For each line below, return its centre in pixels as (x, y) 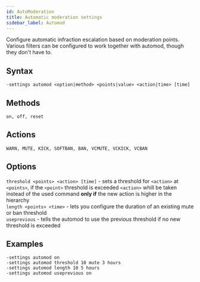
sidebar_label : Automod (36, 23)
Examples (25, 244)
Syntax (20, 71)
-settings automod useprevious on (49, 273)
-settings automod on (33, 258)
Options (21, 167)
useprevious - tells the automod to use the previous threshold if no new (93, 219)
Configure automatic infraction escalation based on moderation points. (93, 40)
